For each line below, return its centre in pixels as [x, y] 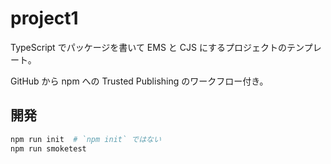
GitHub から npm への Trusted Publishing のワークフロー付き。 [139, 81]
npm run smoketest [48, 148]
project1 [44, 18]
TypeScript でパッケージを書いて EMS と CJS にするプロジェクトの [149, 47]
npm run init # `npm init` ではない [86, 139]
